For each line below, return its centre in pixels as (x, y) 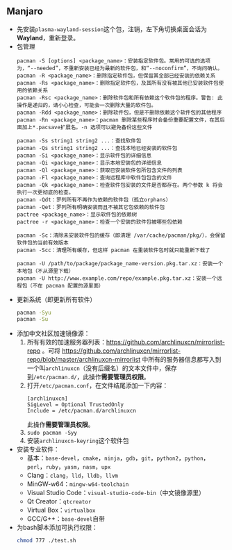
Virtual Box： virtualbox (61, 510)
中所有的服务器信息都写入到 (182, 359)
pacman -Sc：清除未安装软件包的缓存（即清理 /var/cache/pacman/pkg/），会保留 (121, 235)
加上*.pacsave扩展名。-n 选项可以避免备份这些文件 (87, 127)
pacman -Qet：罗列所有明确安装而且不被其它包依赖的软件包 (91, 207)
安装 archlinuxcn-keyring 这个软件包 (78, 440)
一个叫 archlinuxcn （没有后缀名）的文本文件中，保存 (102, 368)
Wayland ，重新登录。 (48, 37)
